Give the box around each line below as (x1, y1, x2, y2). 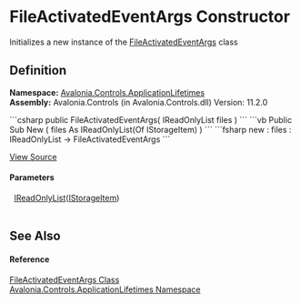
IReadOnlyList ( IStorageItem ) (13, 192, 120, 203)
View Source (9, 151, 57, 162)
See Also (9, 228, 61, 244)
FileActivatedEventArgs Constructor (9, 6, 291, 27)
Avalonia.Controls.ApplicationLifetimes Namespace (9, 284, 201, 295)
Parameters (9, 172, 55, 183)
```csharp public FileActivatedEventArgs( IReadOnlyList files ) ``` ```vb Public (9, 114, 293, 125)
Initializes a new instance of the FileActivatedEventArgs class (9, 36, 238, 47)
